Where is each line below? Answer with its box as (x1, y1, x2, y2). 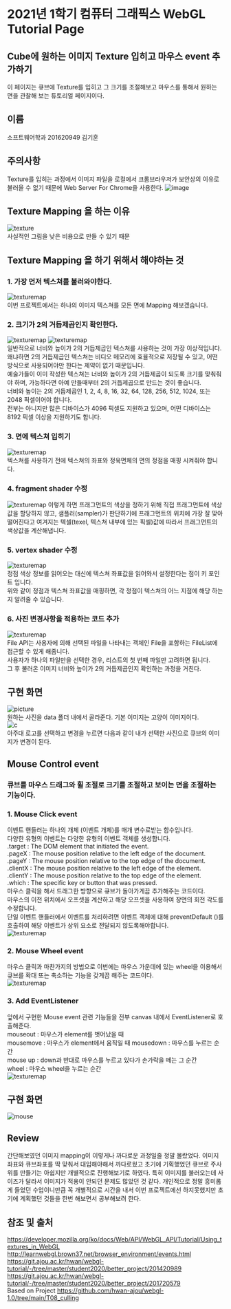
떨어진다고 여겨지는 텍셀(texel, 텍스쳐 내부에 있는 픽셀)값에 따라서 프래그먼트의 (7, 518, 218, 526)
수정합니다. (7, 904, 37, 913)
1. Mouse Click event (7, 809, 78, 819)
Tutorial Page (7, 21, 85, 37)
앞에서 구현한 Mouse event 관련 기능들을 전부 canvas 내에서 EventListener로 (7, 1012, 217, 1021)
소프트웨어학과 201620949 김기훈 (7, 133, 99, 141)
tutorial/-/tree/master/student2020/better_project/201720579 (7, 1279, 181, 1288)
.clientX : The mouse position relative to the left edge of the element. (7, 864, 201, 873)
